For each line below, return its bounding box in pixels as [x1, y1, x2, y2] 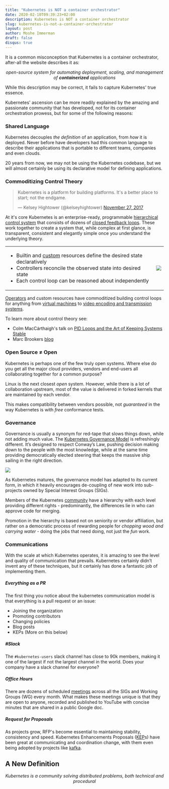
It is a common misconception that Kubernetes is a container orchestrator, [5, 54, 159, 60]
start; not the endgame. [17, 195, 66, 201]
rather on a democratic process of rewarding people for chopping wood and [5, 523, 163, 529]
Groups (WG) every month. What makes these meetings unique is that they [5, 694, 161, 700]
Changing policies [12, 619, 50, 625]
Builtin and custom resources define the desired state [16, 252, 143, 259]
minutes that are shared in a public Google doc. [5, 704, 104, 711]
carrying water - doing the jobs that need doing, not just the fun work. [5, 528, 151, 534]
